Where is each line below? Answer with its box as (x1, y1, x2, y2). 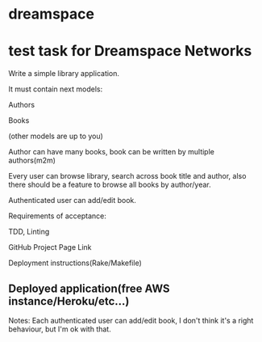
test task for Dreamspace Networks (8, 42, 252, 61)
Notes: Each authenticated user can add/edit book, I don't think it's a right (8, 315, 254, 325)
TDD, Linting (8, 227, 50, 237)
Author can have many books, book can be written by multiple (8, 147, 215, 157)
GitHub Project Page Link (8, 243, 92, 252)
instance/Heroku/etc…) (8, 294, 130, 308)
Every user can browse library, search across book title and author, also (8, 171, 247, 181)
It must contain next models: (8, 84, 103, 94)
